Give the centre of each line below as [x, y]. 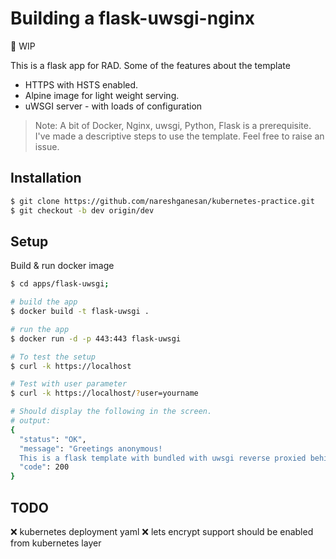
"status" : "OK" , [53, 439]
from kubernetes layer [56, 543]
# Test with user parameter [69, 384]
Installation [46, 178]
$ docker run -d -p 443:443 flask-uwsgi [96, 338]
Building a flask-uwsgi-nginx [133, 18]
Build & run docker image [62, 266]
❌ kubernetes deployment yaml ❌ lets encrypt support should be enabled [162, 531]
